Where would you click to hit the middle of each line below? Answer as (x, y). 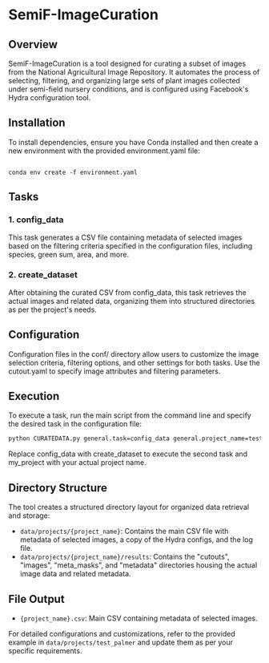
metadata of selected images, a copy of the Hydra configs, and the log (137, 540)
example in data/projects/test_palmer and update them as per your (121, 642)
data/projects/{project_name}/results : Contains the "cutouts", (124, 557)
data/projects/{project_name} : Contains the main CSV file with (124, 532)
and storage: (29, 515)
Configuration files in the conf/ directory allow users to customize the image (134, 354)
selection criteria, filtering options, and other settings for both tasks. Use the (134, 362)
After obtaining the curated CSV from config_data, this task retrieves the (127, 292)
